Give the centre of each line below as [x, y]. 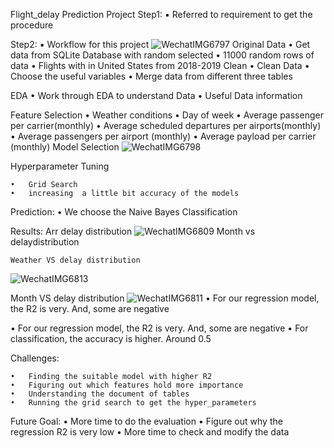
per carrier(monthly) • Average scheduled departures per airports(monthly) [166, 125]
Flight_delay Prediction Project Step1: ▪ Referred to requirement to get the [161, 14]
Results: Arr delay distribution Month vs [133, 231]
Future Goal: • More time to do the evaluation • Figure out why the [146, 421]
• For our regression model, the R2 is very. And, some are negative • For [159, 328]
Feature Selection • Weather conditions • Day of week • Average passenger [167, 115]
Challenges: [35, 358]
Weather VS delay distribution [75, 260]
